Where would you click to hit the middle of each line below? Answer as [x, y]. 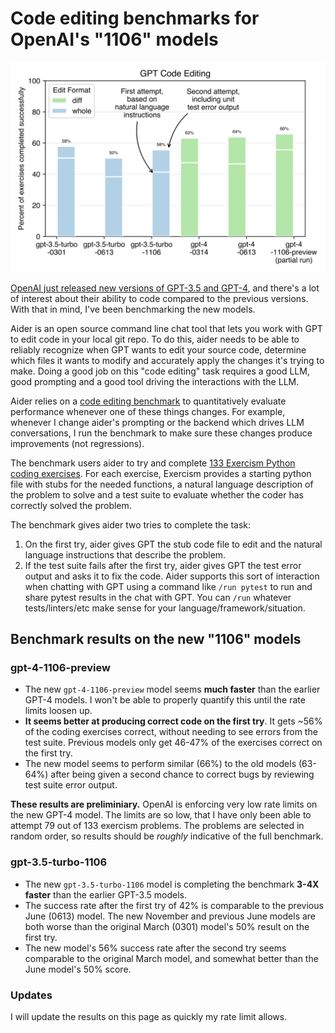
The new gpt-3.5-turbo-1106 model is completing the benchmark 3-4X [172, 884]
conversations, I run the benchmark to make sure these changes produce [161, 433]
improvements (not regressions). [77, 443]
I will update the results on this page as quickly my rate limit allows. [149, 1016]
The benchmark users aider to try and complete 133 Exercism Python [153, 463]
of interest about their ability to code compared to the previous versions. [159, 298]
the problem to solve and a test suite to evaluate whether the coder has [157, 494]
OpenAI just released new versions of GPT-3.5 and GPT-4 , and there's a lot [165, 288]
